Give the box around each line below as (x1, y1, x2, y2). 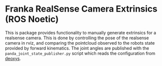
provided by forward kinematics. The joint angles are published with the (5, 45, 149, 51)
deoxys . (5, 55, 21, 61)
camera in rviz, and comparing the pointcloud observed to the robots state (5, 40, 155, 46)
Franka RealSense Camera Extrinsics (5, 3, 158, 15)
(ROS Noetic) (5, 14, 59, 25)
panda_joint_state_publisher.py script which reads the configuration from (5, 50, 156, 56)
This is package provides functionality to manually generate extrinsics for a (5, 30, 156, 35)
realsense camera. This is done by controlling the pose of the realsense (5, 35, 149, 41)
